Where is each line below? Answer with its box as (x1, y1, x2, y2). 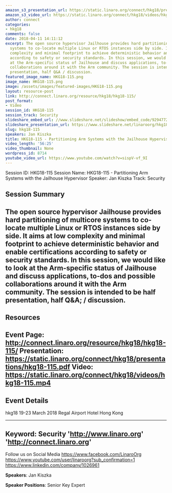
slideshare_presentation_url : (5, 122, 70, 127)
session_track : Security (5, 112, 58, 118)
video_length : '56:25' (5, 141, 54, 146)
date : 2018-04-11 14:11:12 (5, 36, 63, 42)
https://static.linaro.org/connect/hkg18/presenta (5, 355, 166, 364)
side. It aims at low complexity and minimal (5, 232, 145, 240)
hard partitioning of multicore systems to (5, 215, 139, 224)
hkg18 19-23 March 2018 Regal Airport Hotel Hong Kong (5, 410, 124, 416)
